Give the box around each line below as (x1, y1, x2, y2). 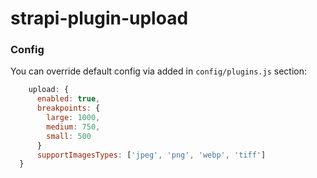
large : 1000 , (46, 113, 101, 123)
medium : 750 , (46, 122, 101, 132)
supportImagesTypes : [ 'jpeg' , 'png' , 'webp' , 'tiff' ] (36, 150, 267, 160)
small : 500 (46, 131, 92, 141)
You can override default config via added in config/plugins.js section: (10, 65, 308, 77)
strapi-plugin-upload (10, 7, 189, 30)
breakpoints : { (36, 103, 101, 114)
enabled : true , (36, 94, 101, 104)
